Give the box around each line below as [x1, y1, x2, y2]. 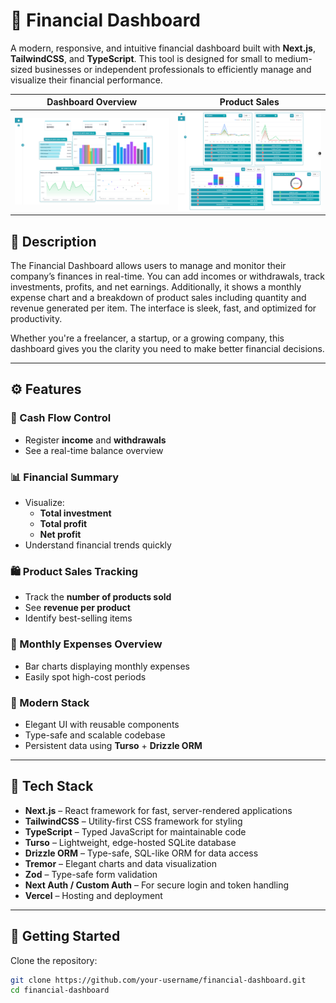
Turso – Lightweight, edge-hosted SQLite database [24, 836, 237, 848]
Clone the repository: [10, 954, 98, 966]
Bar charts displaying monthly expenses [24, 660, 190, 672]
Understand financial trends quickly [24, 539, 172, 551]
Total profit [39, 517, 88, 529]
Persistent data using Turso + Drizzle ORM [24, 739, 203, 751]
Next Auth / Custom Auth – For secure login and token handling [24, 879, 289, 891]
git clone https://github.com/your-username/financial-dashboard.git [10, 975, 307, 985]
